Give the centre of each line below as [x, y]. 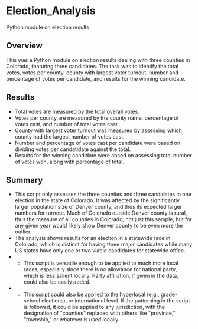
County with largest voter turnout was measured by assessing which [98, 130]
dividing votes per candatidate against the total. [73, 149]
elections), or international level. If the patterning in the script [116, 301]
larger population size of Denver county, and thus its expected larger [98, 207]
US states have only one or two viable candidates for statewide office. [100, 251]
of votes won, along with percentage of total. [69, 162]
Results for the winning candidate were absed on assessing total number [103, 155]
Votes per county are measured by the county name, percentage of [97, 118]
